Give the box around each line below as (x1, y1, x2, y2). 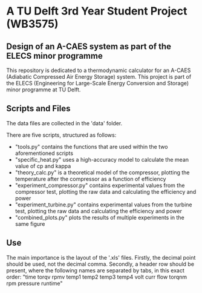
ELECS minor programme (6, 50, 103, 61)
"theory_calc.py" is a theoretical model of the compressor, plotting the (15, 168, 190, 176)
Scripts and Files (6, 104, 71, 114)
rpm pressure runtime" (6, 280, 63, 287)
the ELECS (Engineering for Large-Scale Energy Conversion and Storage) (6, 80, 189, 87)
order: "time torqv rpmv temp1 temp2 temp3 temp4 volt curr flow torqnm (6, 273, 187, 280)
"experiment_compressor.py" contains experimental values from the (15, 182, 185, 189)
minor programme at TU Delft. (6, 86, 81, 93)
